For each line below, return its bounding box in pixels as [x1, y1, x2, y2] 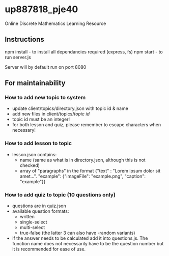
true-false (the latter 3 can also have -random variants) [19, 230, 135, 236]
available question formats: [12, 208, 69, 214]
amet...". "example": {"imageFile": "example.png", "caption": [19, 173, 146, 179]
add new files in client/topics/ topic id [12, 111, 90, 117]
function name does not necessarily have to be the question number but [12, 241, 164, 247]
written [19, 214, 35, 220]
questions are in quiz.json [12, 203, 67, 209]
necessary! [12, 127, 36, 133]
